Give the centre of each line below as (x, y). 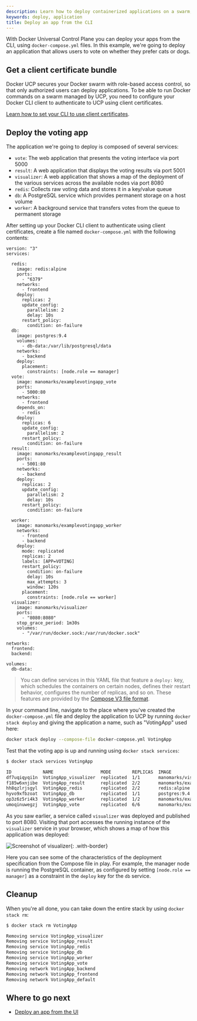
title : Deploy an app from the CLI (50, 22)
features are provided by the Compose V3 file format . (85, 699)
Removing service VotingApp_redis (48, 947)
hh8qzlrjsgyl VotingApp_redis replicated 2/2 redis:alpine (98, 788)
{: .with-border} (89, 846)
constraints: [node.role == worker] (72, 597)
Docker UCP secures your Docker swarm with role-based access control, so (98, 84)
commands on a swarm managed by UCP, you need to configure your (90, 97)
